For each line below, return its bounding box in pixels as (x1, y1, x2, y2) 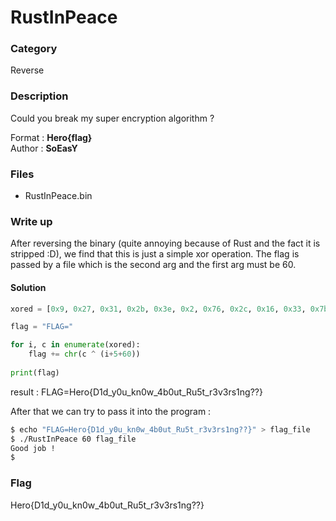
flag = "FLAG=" (10, 322, 74, 332)
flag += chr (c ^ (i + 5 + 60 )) (28, 349, 141, 360)
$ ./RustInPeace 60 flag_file (10, 434, 137, 444)
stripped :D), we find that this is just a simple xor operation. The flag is (10, 248, 300, 260)
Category (10, 42, 58, 56)
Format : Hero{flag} (10, 131, 93, 143)
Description (10, 89, 69, 103)
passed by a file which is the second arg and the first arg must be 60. (10, 259, 297, 271)
